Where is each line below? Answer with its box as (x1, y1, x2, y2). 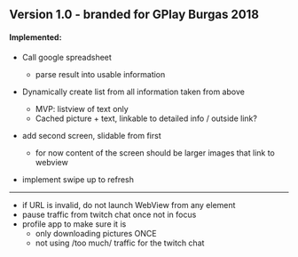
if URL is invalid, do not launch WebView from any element (21, 199, 236, 210)
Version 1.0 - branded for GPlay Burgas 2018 (9, 7, 260, 22)
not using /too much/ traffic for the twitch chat (35, 237, 205, 248)
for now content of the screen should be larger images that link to (35, 147, 275, 158)
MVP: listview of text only (35, 103, 129, 114)
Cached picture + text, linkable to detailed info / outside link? (35, 113, 257, 124)
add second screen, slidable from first (21, 130, 161, 141)
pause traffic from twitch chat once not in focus (21, 209, 197, 220)
